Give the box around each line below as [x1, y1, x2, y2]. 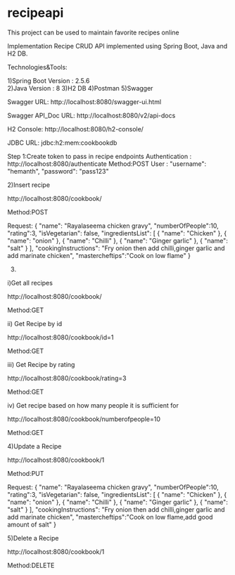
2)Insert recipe [7, 181, 51, 189]
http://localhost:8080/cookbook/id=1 [7, 332, 114, 342]
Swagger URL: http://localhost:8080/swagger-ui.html [7, 97, 162, 106]
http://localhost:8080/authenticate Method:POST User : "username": [7, 160, 207, 168]
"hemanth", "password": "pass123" [7, 167, 109, 175]
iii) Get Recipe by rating [7, 360, 75, 368]
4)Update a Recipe [7, 441, 62, 451]
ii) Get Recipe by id [7, 319, 63, 328]
